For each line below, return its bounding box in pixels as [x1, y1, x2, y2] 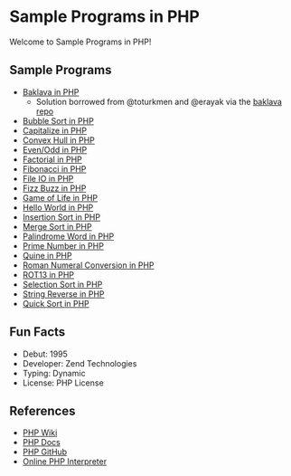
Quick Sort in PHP [22, 298, 90, 309]
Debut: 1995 [22, 348, 68, 359]
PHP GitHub [22, 446, 68, 458]
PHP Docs [22, 437, 61, 448]
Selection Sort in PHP [22, 279, 103, 290]
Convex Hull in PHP [22, 134, 95, 146]
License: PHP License [22, 377, 104, 388]
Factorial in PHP [22, 154, 83, 165]
